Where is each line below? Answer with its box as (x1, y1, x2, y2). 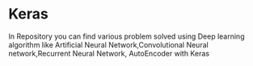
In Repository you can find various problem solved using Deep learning (8, 31, 245, 41)
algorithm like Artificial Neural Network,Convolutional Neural (8, 39, 209, 49)
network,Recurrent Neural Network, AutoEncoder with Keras (8, 48, 210, 58)
